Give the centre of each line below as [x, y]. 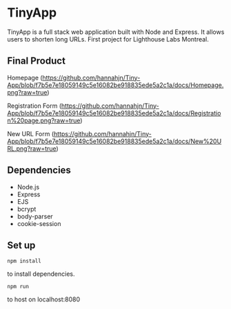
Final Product [36, 61]
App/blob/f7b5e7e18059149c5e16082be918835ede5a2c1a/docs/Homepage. [115, 85]
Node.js [28, 187]
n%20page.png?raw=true [44, 120]
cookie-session [39, 223]
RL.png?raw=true [32, 148]
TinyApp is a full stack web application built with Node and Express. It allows [116, 32]
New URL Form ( [31, 133]
